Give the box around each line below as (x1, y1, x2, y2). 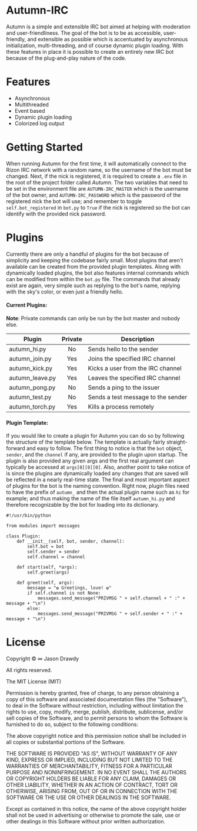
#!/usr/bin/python (6, 513, 51, 519)
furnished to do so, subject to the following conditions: (6, 721, 138, 728)
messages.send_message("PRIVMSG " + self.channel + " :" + (37, 595, 185, 601)
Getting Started (6, 141, 84, 154)
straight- (166, 438, 188, 446)
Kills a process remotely (88, 402, 155, 410)
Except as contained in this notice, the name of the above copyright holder (6, 806, 187, 813)
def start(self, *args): (16, 565, 78, 571)
